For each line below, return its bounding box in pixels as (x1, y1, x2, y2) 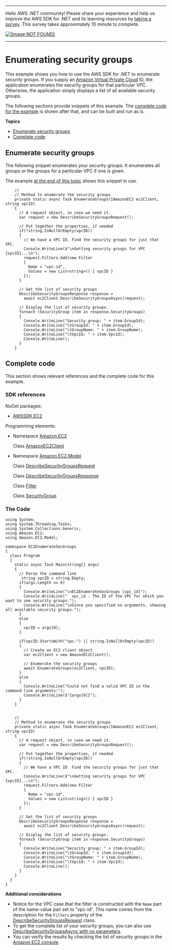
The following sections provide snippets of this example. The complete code (5, 102, 167, 109)
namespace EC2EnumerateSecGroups (5, 544, 77, 550)
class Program (10, 553, 40, 558)
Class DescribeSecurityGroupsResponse (12, 472, 99, 479)
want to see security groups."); (5, 598, 77, 604)
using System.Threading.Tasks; (5, 522, 72, 527)
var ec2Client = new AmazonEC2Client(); (24, 652, 111, 658)
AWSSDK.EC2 (12, 413, 42, 419)
